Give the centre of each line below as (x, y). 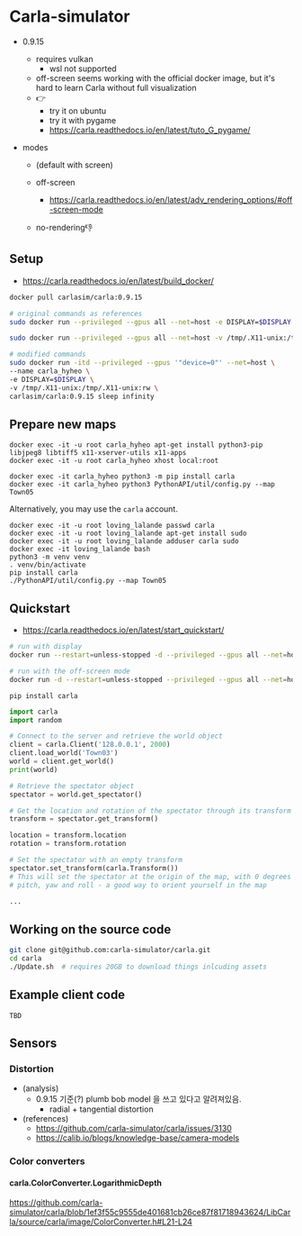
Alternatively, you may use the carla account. (93, 509)
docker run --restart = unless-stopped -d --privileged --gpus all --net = (148, 655)
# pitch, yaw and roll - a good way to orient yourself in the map (138, 885)
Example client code (67, 995)
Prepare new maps (63, 424)
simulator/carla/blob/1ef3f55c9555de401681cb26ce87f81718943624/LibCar (150, 1213)
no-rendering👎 (64, 227)
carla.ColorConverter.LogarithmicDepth (86, 1183)
